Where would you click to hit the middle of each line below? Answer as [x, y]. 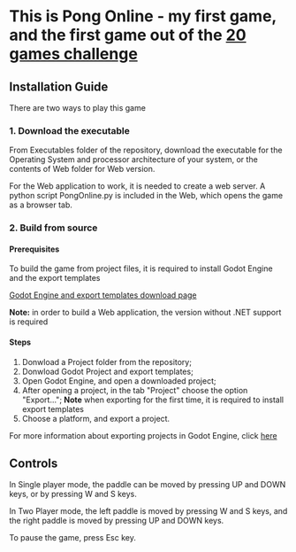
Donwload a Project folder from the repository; [107, 362]
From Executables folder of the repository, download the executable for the [146, 150]
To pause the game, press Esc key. [73, 538]
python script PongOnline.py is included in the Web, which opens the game [146, 196]
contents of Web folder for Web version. [82, 169]
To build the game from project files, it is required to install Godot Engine [141, 268]
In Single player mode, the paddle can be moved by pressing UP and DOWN [148, 485]
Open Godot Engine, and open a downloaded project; [119, 381]
